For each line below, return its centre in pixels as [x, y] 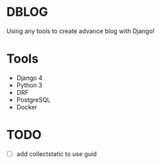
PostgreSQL [33, 100]
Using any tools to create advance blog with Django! [80, 31]
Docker [27, 107]
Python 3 [29, 85]
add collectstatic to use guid [56, 154]
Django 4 [29, 78]
